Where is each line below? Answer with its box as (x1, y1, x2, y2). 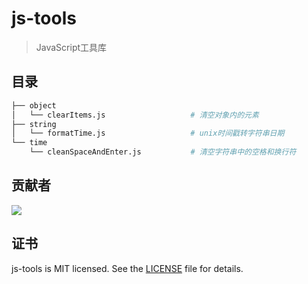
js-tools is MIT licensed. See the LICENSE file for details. (11, 262, 244, 274)
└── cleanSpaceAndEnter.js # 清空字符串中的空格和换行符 (29, 147, 297, 157)
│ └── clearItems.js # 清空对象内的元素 (11, 110, 259, 120)
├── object (11, 100, 57, 111)
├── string (11, 119, 57, 129)
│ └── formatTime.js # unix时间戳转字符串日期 (11, 128, 285, 139)
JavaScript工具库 (35, 41, 108, 53)
